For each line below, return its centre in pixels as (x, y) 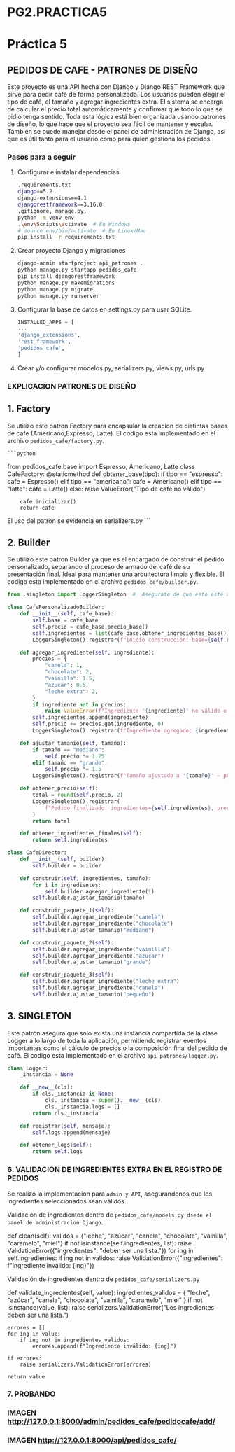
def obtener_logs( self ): (56, 1145)
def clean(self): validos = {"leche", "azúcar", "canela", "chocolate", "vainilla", (117, 1236)
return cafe (37, 508)
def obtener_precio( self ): (59, 788)
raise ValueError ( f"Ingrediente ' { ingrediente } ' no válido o (136, 711)
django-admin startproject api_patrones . (80, 263)
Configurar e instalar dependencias (68, 172)
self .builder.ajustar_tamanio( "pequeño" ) (94, 994)
